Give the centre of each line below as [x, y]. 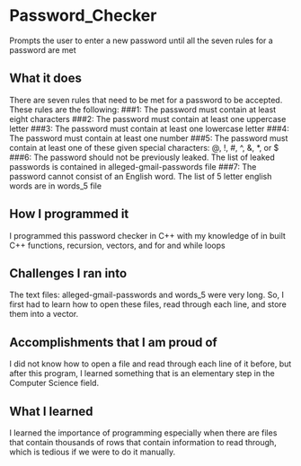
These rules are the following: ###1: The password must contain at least [143, 110]
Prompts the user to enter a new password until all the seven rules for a [142, 40]
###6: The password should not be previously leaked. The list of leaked [142, 157]
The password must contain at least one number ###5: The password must [149, 138]
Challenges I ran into [68, 273]
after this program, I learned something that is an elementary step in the [142, 374]
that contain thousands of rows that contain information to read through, [143, 442]
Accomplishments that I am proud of [113, 342]
